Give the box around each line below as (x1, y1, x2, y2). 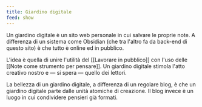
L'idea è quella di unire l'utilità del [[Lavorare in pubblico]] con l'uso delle (6, 56, 188, 63)
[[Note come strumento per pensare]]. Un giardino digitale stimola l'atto (6, 62, 185, 70)
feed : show (6, 15, 34, 21)
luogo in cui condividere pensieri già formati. (6, 94, 118, 101)
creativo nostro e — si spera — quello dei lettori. (6, 69, 127, 76)
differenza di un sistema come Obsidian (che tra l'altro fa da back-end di (6, 38, 187, 45)
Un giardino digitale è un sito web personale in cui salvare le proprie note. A (6, 31, 196, 38)
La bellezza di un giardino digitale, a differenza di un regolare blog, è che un (6, 80, 196, 88)
